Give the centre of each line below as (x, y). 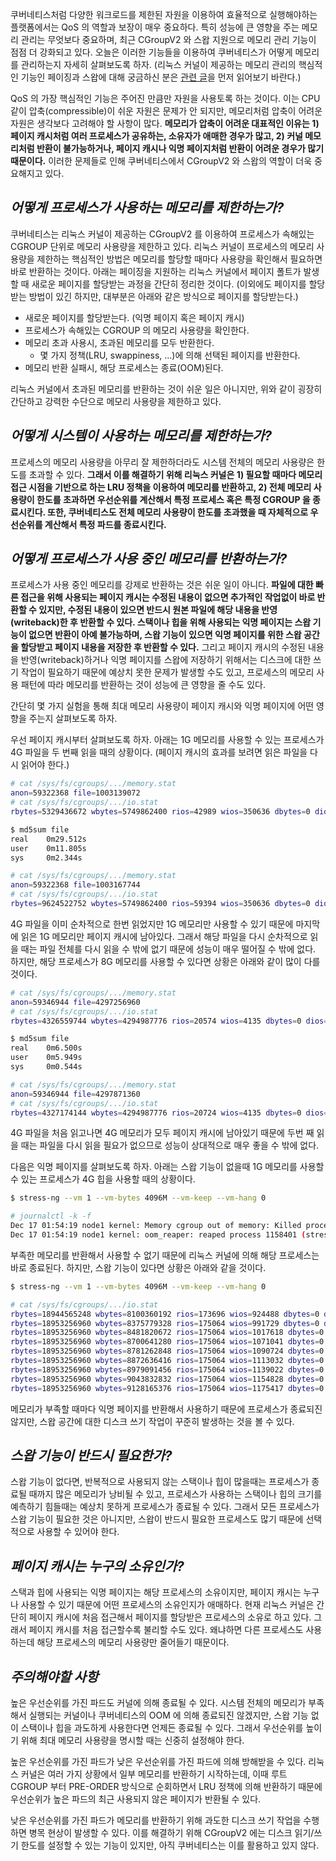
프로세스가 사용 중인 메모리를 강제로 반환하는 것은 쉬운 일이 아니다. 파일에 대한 (162, 585)
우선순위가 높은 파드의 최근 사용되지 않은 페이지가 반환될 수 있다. (136, 1799)
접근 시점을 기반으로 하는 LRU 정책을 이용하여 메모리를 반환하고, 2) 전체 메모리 (161, 487)
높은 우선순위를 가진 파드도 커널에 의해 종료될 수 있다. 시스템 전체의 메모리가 (158, 1702)
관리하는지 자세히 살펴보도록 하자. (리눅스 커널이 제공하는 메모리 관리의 (158, 64)
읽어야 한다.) (45, 765)
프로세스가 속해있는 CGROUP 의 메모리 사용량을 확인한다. (137, 330)
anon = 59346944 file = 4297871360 (75, 1094)
